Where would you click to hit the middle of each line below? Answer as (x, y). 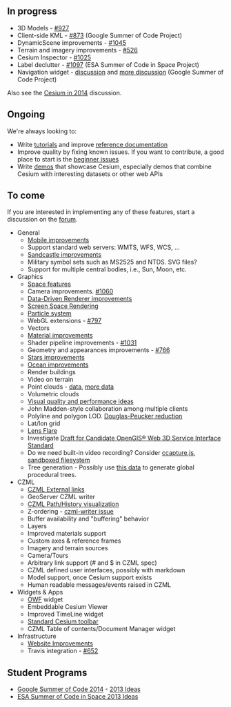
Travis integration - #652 (63, 651)
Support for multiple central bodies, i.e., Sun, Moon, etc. (107, 269)
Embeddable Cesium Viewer (68, 607)
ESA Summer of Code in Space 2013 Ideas (78, 697)
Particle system (49, 313)
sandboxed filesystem (59, 460)
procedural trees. (52, 475)
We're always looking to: (42, 131)
